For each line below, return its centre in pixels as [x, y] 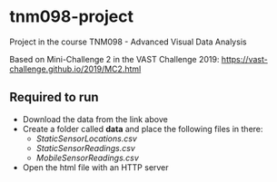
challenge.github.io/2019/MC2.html [75, 69]
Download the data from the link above [95, 119]
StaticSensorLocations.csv [87, 139]
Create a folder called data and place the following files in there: [143, 129]
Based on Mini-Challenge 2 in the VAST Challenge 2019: [114, 59]
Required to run [54, 97]
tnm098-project [72, 17]
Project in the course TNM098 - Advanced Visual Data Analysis [128, 42]
